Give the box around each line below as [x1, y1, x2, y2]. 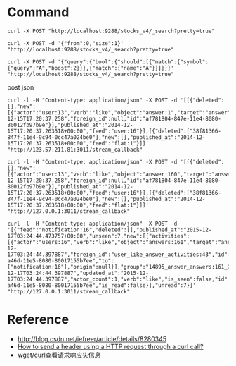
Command [7, 4, 70, 20]
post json [7, 83, 34, 92]
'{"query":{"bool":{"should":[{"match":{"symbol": [57, 58, 209, 66]
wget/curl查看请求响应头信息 [17, 350, 101, 359]
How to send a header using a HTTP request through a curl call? [17, 342, 204, 350]
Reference [7, 312, 69, 328]
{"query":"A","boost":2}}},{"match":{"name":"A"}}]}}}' [7, 64, 174, 71]
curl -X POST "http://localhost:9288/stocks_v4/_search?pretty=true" [7, 28, 216, 35]
